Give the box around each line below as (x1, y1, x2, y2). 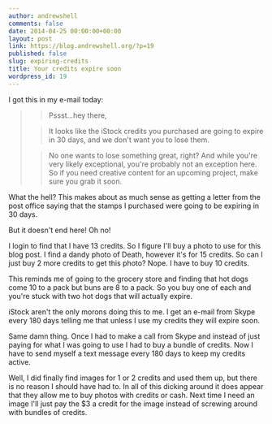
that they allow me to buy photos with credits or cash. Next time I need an (8, 390, 256, 400)
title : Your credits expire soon (8, 65, 122, 73)
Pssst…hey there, (48, 110, 107, 120)
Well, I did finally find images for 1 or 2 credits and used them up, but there (8, 373, 258, 383)
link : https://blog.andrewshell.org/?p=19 (8, 42, 154, 50)
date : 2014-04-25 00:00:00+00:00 (8, 27, 122, 35)
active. (8, 357, 31, 366)
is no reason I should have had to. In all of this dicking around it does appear (8, 381, 264, 391)
